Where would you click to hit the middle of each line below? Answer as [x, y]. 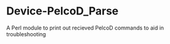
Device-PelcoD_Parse [62, 11]
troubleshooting [26, 34]
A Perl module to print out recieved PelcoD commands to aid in [85, 28]
